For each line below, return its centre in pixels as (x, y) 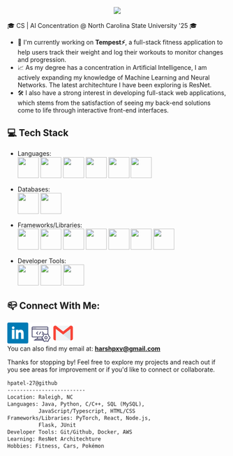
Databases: (33, 189)
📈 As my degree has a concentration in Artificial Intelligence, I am (112, 67)
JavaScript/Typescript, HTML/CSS (87, 411)
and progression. (42, 60)
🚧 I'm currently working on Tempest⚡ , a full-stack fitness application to (120, 42)
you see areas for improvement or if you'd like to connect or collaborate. (111, 369)
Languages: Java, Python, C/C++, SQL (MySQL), (76, 404)
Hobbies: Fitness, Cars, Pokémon (56, 446)
